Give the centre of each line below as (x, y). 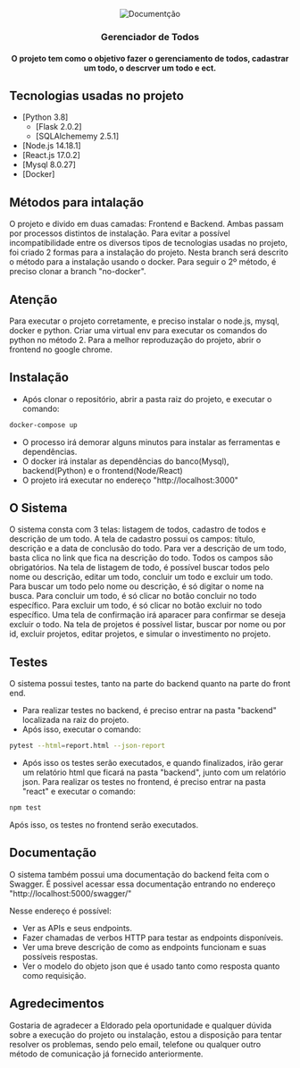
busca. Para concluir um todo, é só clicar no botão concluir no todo (133, 596)
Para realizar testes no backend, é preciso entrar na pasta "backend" (149, 711)
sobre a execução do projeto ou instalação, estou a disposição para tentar (146, 1034)
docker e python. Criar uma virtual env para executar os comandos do (138, 330)
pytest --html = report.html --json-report (87, 746)
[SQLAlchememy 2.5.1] (77, 136)
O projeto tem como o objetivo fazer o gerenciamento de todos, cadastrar (150, 58)
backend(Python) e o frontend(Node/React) (102, 470)
